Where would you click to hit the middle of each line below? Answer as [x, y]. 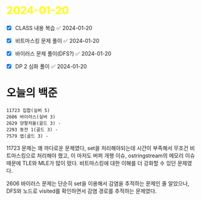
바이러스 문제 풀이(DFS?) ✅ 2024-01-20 [63, 54]
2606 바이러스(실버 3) [31, 117]
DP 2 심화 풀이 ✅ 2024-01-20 [51, 66]
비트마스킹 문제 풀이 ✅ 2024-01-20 [57, 41]
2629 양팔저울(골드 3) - [34, 123]
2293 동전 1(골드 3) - [32, 130]
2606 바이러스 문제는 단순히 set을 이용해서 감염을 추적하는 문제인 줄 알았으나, [98, 184]
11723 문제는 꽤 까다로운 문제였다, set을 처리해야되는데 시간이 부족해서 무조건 [97, 148]
